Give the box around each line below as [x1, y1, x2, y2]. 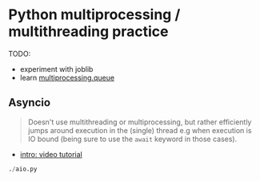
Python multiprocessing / [8, 6, 181, 24]
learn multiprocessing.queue [19, 73, 114, 82]
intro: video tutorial [19, 149, 82, 159]
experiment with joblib [19, 64, 94, 73]
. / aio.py [8, 165, 38, 173]
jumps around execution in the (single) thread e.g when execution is [27, 125, 252, 135]
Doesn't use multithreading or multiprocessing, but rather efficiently [27, 117, 252, 127]
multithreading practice [8, 22, 169, 41]
